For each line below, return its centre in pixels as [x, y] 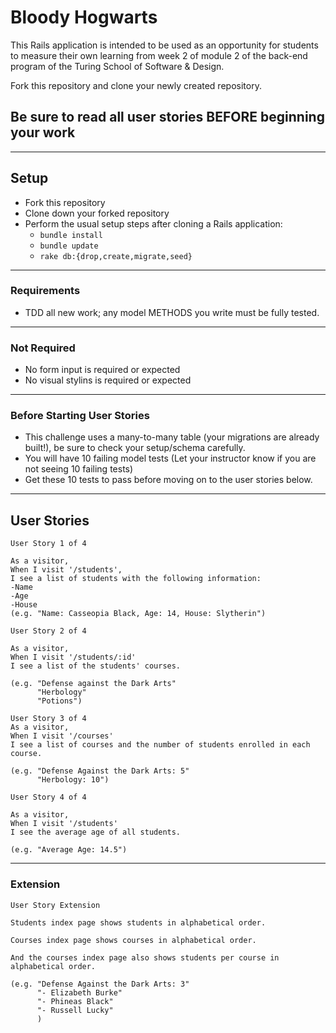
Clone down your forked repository [97, 213]
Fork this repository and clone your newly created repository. [136, 85]
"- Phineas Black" [75, 1001]
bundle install [71, 235]
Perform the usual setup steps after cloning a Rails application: [153, 223]
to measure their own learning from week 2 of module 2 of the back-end [159, 55]
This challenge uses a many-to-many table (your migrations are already [172, 437]
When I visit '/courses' [62, 736]
